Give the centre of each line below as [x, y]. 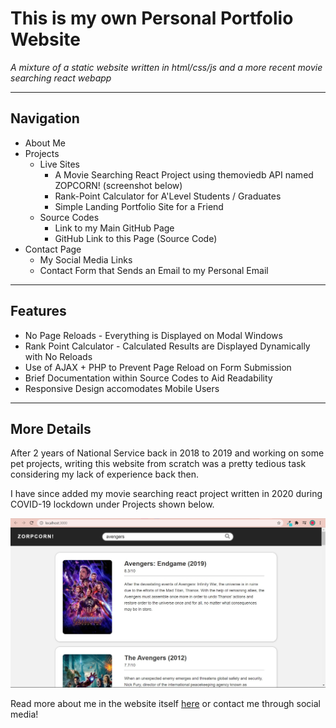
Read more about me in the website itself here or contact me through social [166, 703]
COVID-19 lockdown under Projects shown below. [112, 504]
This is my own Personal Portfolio [152, 18]
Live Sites [59, 164]
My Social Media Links [86, 259]
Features [38, 311]
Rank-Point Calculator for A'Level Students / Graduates [168, 196]
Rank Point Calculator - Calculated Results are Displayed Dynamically [167, 346]
